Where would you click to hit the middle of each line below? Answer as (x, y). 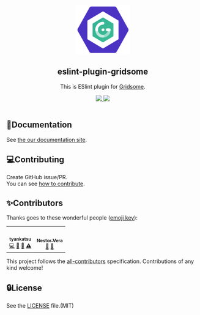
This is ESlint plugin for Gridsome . (103, 86)
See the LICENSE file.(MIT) (40, 306)
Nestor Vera (50, 240)
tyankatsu (20, 239)
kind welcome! (25, 268)
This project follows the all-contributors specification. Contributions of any (100, 261)
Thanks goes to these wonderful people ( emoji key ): (72, 218)
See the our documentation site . (47, 139)
